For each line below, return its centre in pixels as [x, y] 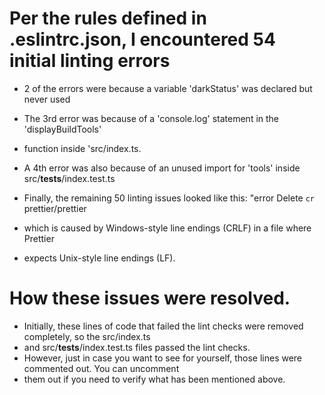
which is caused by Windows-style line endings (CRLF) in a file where [167, 228]
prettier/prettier [55, 208]
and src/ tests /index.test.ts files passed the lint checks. [137, 347]
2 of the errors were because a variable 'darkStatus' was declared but [168, 88]
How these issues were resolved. [150, 298]
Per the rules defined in [108, 18]
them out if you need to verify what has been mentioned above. [154, 379]
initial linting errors [90, 61]
